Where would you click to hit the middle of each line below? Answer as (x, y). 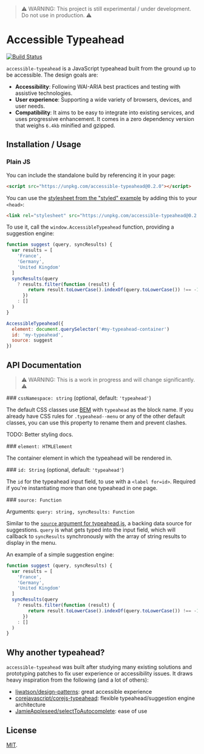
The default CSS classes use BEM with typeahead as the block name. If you (100, 409)
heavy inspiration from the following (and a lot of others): (77, 680)
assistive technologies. (44, 93)
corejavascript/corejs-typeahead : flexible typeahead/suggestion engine (105, 698)
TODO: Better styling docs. (40, 434)
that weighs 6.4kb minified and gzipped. (65, 125)
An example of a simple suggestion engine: (60, 554)
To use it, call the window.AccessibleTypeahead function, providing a (90, 227)
